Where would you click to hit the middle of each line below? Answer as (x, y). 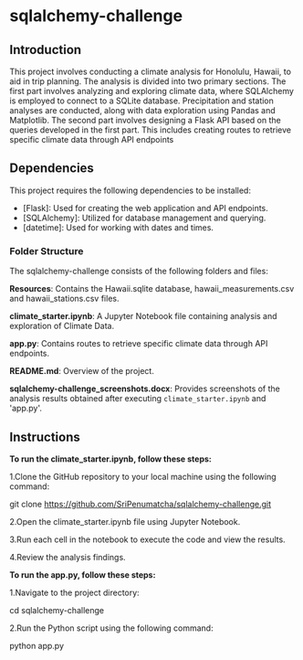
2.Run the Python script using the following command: (111, 628)
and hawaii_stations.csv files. (64, 299)
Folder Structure (47, 250)
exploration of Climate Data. (62, 326)
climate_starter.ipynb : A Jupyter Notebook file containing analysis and (143, 316)
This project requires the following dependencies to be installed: (130, 190)
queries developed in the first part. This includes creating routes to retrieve (151, 130)
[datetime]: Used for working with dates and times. (118, 227)
